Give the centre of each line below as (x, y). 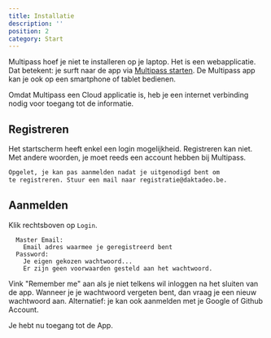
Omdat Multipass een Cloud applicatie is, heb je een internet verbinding (129, 95)
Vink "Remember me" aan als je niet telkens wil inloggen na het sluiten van (133, 283)
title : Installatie (42, 16)
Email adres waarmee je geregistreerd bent (98, 247)
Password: (32, 254)
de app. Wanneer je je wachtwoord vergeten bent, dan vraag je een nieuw (133, 292)
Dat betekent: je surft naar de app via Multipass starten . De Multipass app (132, 71)
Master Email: (39, 240)
